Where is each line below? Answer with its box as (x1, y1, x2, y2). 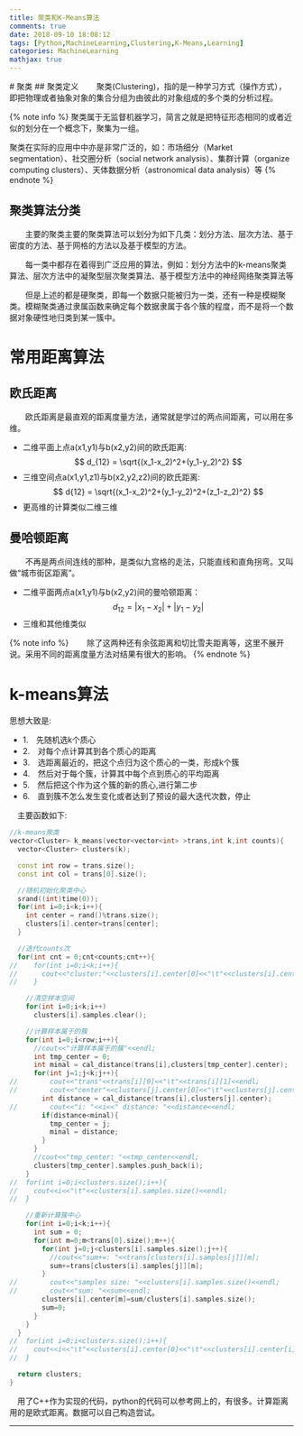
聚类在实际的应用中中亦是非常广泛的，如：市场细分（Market (9, 142, 234, 152)
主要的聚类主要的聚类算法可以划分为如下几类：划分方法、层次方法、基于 (24, 228, 294, 239)
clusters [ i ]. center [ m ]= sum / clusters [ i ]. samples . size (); (41, 1295, 256, 1304)
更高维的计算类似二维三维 (22, 502, 118, 512)
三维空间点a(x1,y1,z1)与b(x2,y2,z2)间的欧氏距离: (22, 471, 201, 483)
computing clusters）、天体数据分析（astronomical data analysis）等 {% (9, 164, 277, 175)
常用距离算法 (9, 347, 106, 367)
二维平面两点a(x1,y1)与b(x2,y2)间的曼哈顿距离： (22, 586, 201, 597)
